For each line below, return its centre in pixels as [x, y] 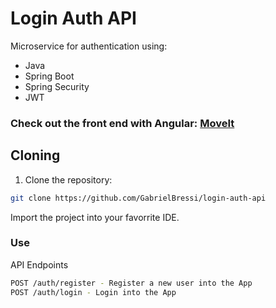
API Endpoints [39, 264]
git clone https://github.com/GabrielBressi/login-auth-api [138, 198]
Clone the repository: [68, 179]
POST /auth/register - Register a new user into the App [131, 283]
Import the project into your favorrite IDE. [95, 217]
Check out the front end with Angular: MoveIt [122, 123]
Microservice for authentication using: [89, 46]
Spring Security [57, 86]
